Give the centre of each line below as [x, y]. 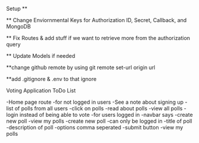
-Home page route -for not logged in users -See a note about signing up [95, 102]
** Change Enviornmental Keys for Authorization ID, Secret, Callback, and [97, 20]
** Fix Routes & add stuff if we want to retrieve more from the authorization [98, 38]
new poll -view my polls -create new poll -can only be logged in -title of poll [99, 121]
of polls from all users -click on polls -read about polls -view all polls [99, 108]
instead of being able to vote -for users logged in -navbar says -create [106, 115]
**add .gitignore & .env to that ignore [52, 79]
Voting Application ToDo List [41, 91]
